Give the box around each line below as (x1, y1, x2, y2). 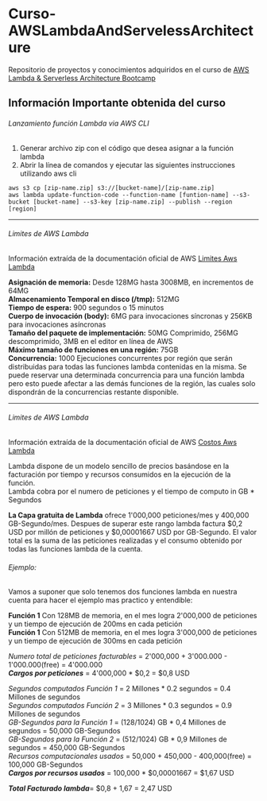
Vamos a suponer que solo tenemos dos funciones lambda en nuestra (8, 587, 238, 597)
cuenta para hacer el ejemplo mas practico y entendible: (8, 595, 193, 605)
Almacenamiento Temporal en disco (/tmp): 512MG (8, 294, 180, 304)
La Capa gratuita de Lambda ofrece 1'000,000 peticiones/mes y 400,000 (8, 510, 250, 520)
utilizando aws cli (19, 168, 77, 178)
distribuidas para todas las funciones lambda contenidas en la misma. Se (8, 362, 247, 371)
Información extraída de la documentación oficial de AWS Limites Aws (8, 253, 238, 263)
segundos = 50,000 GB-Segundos (8, 726, 121, 736)
